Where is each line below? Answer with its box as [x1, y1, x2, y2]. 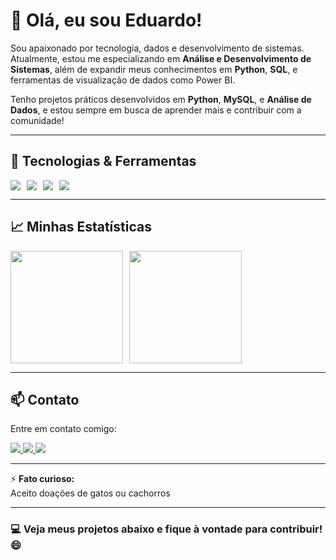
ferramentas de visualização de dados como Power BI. [10, 74, 236, 86]
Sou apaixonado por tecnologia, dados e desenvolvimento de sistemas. [10, 42, 305, 54]
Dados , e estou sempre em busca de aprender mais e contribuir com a [10, 104, 302, 116]
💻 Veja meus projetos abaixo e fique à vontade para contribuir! [10, 522, 323, 536]
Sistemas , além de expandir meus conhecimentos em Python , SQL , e [10, 63, 298, 75]
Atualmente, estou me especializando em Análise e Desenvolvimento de [10, 52, 312, 64]
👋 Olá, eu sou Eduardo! [10, 9, 203, 32]
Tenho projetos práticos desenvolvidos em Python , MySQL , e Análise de [10, 93, 312, 105]
